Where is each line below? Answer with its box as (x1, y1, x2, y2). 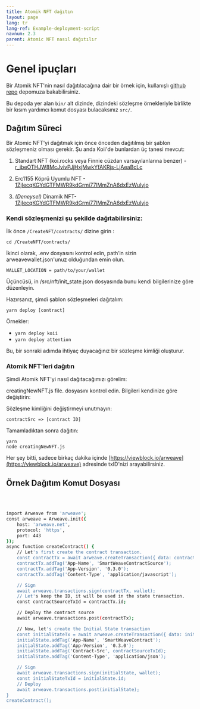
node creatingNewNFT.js (6, 444, 65, 450)
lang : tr (6, 20, 28, 26)
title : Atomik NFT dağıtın (6, 8, 73, 15)
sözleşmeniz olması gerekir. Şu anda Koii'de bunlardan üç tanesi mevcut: (6, 145, 185, 153)
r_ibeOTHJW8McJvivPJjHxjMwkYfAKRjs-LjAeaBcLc (14, 163, 143, 171)
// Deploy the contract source (17, 609, 95, 616)
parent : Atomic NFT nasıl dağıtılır (6, 36, 97, 42)
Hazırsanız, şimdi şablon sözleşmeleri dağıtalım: (6, 296, 124, 303)
